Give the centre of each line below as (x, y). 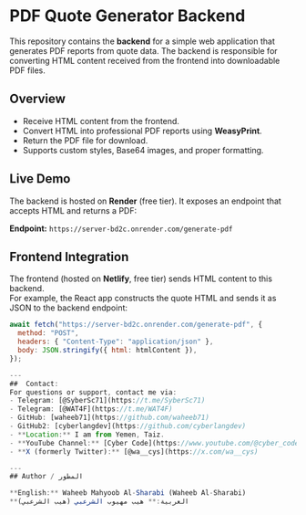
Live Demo (40, 179)
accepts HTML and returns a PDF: (73, 210)
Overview (38, 99)
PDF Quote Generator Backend (127, 16)
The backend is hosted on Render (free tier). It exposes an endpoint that (146, 201)
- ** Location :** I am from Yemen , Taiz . (87, 435)
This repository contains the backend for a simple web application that (142, 41)
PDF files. (27, 70)
